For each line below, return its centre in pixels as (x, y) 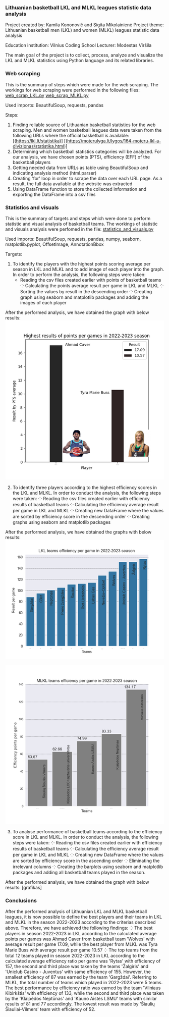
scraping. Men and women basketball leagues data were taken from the (87, 130)
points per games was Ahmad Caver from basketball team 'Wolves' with (80, 939)
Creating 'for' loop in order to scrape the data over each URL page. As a (87, 178)
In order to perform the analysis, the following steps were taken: (79, 275)
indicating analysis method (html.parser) (54, 173)
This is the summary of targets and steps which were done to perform (78, 218)
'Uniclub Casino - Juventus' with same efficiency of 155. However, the (78, 972)
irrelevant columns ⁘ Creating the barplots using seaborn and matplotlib (88, 867)
